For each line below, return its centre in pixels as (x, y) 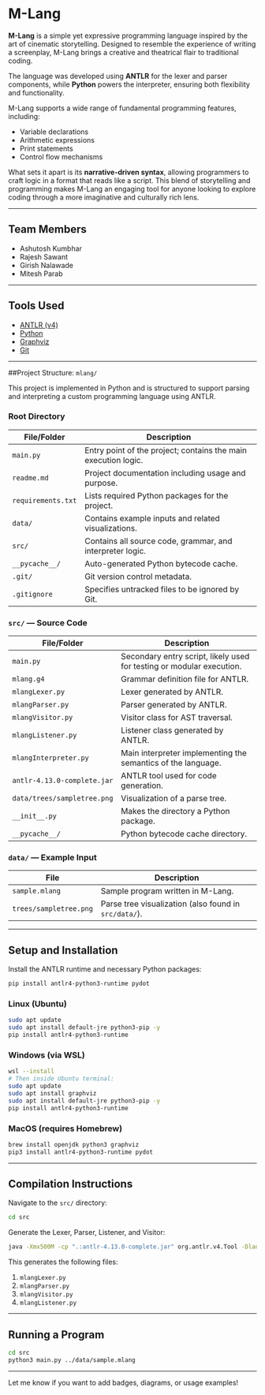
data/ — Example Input (52, 858)
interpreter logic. (115, 550)
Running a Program (56, 1335)
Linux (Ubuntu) (37, 1004)
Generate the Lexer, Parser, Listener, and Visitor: (87, 1233)
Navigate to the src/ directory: (58, 1203)
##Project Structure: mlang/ (53, 372)
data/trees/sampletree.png (63, 798)
